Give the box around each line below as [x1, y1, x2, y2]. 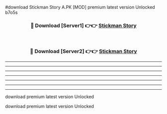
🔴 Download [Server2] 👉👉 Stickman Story [29, 48, 138, 55]
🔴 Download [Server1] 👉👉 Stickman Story [30, 22, 137, 29]
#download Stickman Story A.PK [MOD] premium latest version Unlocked [5, 4, 155, 10]
